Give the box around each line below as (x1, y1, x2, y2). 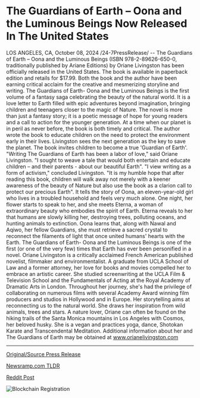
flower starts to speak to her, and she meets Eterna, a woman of (6, 200, 164, 208)
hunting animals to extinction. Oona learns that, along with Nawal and (6, 220, 177, 227)
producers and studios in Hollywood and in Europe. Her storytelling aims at (6, 296, 190, 303)
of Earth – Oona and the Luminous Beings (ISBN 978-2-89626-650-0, (6, 55, 177, 62)
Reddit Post (6, 374, 35, 381)
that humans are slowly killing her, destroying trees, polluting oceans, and (6, 213, 186, 221)
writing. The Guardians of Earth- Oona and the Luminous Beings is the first (6, 87, 189, 94)
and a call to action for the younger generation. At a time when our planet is (6, 118, 192, 126)
